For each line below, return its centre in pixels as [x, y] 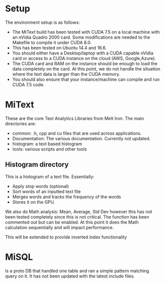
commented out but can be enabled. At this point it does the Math [72, 222]
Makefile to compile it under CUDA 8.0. [52, 42]
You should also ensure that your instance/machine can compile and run [86, 79]
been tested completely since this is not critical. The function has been [77, 217]
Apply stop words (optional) [41, 186]
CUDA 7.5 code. [28, 84]
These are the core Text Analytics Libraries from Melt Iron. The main [75, 118]
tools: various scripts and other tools [50, 149]
